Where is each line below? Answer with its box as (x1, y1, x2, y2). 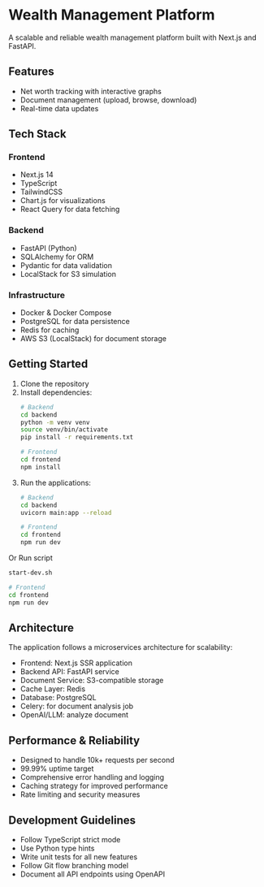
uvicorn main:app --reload (19, 508, 112, 517)
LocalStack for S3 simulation (19, 269, 116, 279)
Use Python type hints (19, 843, 95, 854)
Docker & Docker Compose (19, 308, 112, 318)
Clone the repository (19, 379, 89, 388)
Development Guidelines (8, 813, 136, 827)
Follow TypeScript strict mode (19, 835, 121, 845)
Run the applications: (19, 478, 92, 487)
